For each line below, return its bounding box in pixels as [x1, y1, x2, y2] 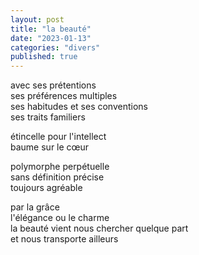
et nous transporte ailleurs [10, 233, 119, 245]
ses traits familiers [10, 111, 86, 123]
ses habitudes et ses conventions [10, 101, 148, 113]
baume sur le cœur [10, 141, 90, 153]
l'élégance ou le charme [10, 212, 110, 224]
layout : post [10, 14, 65, 25]
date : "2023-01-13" [10, 33, 92, 43]
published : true [10, 52, 78, 62]
